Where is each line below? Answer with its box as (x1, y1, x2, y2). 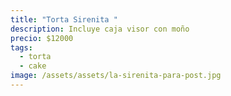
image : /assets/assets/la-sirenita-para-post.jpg (10, 71, 222, 81)
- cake (19, 61, 47, 71)
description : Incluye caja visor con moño (10, 24, 190, 34)
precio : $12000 (10, 33, 74, 43)
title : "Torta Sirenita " (10, 14, 118, 25)
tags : (10, 42, 33, 53)
